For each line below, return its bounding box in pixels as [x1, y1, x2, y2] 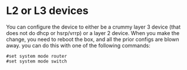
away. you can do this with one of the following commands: [6, 42, 150, 49]
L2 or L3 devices [6, 4, 88, 17]
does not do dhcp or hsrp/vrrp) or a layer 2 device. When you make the [6, 29, 180, 36]
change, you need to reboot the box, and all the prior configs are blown [6, 36, 179, 43]
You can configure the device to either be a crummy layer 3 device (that [6, 23, 181, 30]
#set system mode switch [6, 58, 67, 64]
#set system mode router [6, 53, 67, 59]
